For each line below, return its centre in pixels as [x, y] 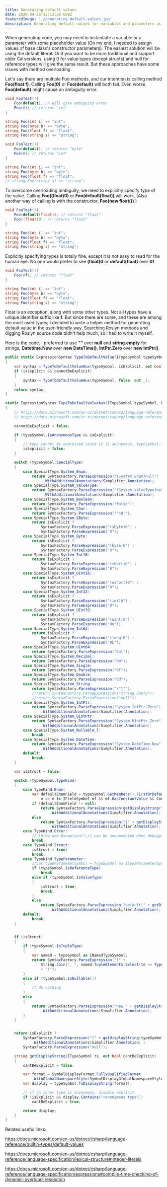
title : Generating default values [41, 10]
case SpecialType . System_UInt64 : [58, 647]
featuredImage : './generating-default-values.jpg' [59, 19]
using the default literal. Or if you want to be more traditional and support [80, 54]
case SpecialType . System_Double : [58, 675]
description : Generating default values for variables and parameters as [83, 24]
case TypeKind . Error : [45, 831]
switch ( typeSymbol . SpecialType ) [49, 462]
